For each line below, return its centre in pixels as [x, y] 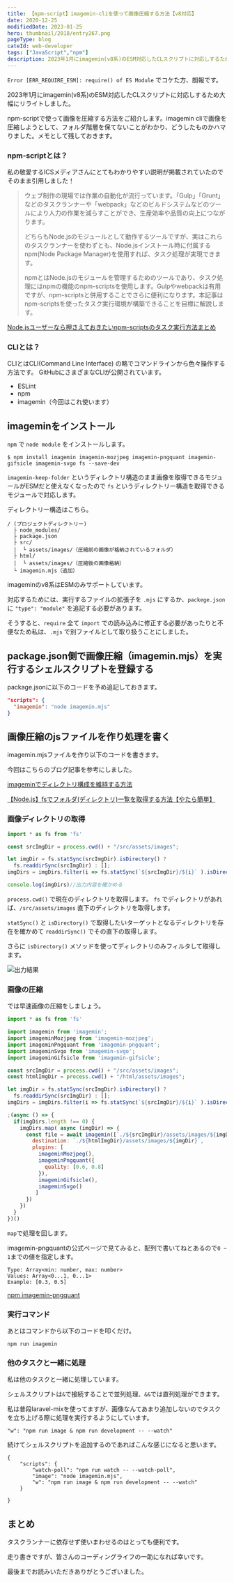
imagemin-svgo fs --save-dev [77, 464]
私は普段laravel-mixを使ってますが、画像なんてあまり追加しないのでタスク [114, 1409]
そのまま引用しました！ [41, 181]
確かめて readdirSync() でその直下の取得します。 [90, 931]
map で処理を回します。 [39, 1233]
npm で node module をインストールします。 [68, 445]
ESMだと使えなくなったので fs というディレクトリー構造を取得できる [125, 486]
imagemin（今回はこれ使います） [65, 402]
